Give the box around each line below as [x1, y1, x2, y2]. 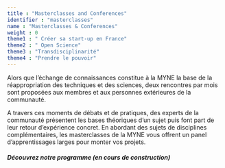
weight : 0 [7, 29, 38, 36]
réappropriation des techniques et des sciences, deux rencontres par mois [7, 80, 218, 89]
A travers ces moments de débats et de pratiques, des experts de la [7, 108, 199, 117]
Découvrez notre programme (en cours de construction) [7, 154, 171, 162]
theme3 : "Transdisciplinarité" [7, 49, 99, 56]
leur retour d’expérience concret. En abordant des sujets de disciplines [7, 123, 207, 131]
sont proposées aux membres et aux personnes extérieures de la [7, 88, 191, 96]
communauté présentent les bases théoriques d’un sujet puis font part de [7, 116, 215, 124]
